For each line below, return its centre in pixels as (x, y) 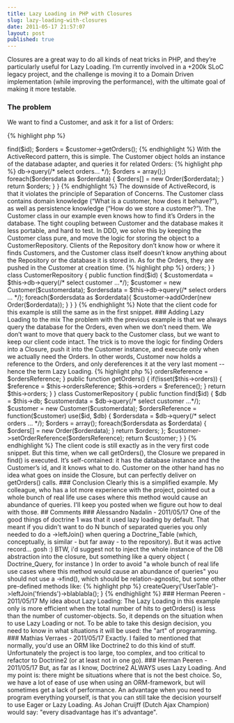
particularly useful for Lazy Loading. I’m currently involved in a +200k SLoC (116, 67)
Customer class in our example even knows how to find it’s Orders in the (111, 216)
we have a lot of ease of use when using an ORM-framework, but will (106, 683)
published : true (31, 40)
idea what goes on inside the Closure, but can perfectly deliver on (102, 475)
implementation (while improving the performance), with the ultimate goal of (117, 82)
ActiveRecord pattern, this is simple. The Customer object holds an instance (116, 157)
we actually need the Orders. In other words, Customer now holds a (104, 357)
